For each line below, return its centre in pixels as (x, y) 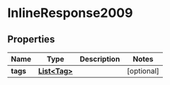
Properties (31, 39)
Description (100, 59)
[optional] (143, 71)
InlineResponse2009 (70, 13)
